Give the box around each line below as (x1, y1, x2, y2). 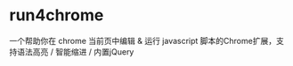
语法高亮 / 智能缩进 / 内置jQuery (16, 46, 134, 57)
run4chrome (9, 5, 104, 26)
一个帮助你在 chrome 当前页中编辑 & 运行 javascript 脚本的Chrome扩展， (9, 35, 277, 46)
